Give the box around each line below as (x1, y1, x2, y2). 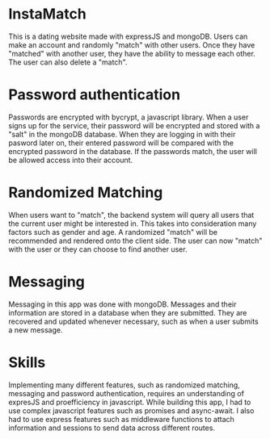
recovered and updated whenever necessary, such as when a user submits (8, 316, 259, 326)
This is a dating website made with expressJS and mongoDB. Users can (8, 31, 248, 41)
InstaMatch (8, 5, 86, 23)
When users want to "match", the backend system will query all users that (8, 210, 255, 219)
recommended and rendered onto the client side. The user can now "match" (8, 236, 263, 245)
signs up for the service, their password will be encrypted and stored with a (8, 120, 260, 130)
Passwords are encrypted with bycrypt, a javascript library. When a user (8, 112, 249, 122)
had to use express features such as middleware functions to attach (8, 414, 234, 424)
